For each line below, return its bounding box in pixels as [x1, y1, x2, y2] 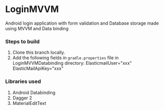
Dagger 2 [12, 94, 32, 101]
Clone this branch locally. [12, 49, 65, 56]
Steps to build [5, 38, 40, 45]
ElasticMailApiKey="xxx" [12, 65, 64, 71]
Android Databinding [12, 89, 56, 95]
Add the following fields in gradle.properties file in [12, 55, 119, 61]
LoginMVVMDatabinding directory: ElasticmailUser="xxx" [12, 60, 132, 66]
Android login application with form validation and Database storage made [5, 20, 159, 26]
